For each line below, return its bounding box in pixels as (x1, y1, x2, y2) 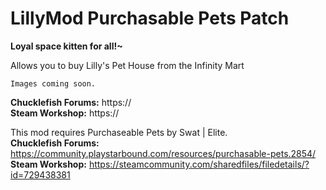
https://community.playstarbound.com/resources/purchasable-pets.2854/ (10, 147, 317, 159)
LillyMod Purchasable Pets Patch (10, 7, 290, 30)
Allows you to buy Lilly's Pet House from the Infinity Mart (10, 59, 245, 71)
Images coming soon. (10, 78, 97, 89)
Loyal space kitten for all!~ (10, 40, 123, 52)
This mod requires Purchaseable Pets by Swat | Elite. (10, 126, 228, 138)
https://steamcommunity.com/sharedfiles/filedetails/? (88, 158, 310, 170)
